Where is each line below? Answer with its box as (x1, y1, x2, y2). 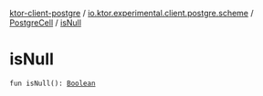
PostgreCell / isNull (9, 17, 82, 28)
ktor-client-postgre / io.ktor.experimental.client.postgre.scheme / (9, 8, 254, 18)
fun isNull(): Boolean (9, 79, 96, 88)
